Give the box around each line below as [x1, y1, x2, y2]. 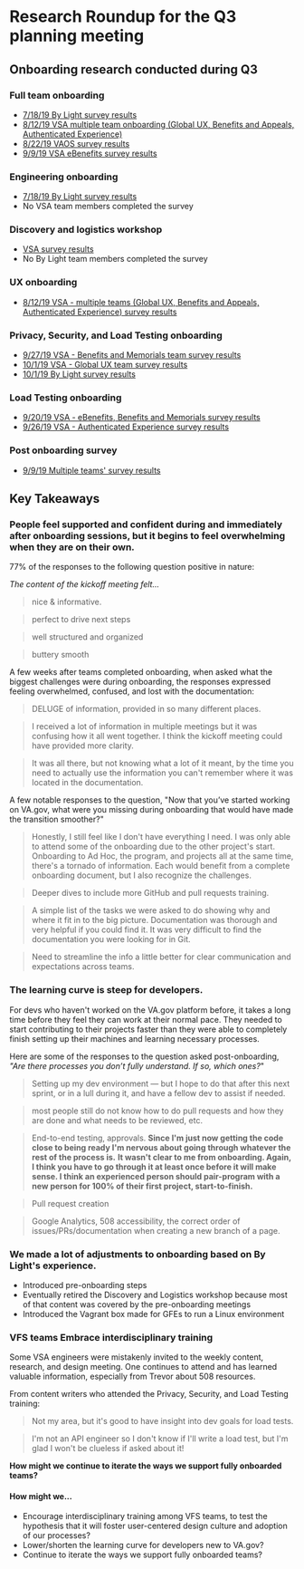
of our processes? [22, 1530, 90, 1541]
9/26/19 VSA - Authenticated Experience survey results [22, 421, 229, 432]
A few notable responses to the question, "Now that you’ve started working [9, 794, 290, 805]
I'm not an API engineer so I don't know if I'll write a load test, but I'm [31, 1433, 289, 1444]
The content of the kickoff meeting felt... [9, 579, 160, 590]
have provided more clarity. [31, 740, 134, 751]
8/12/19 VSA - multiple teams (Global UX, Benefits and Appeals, [22, 296, 260, 307]
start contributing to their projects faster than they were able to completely [9, 1024, 288, 1035]
